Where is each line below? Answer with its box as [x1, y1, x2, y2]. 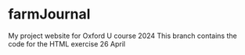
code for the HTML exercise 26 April [8, 39, 126, 48]
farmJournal [8, 5, 91, 23]
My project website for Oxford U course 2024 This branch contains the [8, 31, 237, 40]
